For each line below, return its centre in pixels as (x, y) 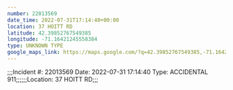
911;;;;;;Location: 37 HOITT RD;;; (53, 79)
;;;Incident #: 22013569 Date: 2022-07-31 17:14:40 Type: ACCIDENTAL (108, 72)
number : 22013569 (32, 13)
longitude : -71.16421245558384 (52, 39)
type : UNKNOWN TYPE (35, 46)
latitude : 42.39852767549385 (49, 33)
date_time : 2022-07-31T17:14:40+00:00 (63, 20)
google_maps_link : (34, 53)
